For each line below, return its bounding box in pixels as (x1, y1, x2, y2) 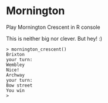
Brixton (6, 51, 25, 57)
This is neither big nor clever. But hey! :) (6, 35, 103, 42)
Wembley (6, 62, 25, 68)
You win (6, 87, 25, 94)
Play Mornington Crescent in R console (6, 24, 101, 31)
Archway (6, 72, 25, 78)
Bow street (6, 82, 33, 88)
